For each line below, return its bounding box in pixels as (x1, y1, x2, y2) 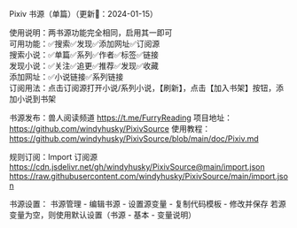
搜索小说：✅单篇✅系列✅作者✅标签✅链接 (9, 49, 160, 60)
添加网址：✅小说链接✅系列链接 (9, 72, 124, 82)
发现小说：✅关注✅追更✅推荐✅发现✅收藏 (9, 61, 160, 71)
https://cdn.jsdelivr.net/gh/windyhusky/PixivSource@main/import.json (9, 162, 266, 171)
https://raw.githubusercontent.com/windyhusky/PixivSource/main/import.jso (9, 171, 288, 181)
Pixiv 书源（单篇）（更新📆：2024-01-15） (9, 9, 158, 19)
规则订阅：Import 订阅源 (9, 152, 98, 162)
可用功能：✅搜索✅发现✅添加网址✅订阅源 (9, 39, 160, 49)
